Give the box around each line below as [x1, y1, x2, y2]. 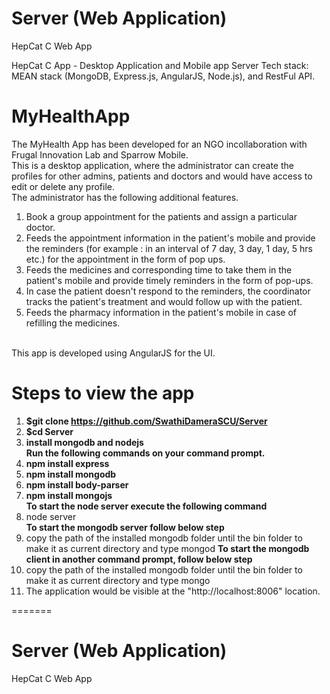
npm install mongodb [25, 468, 117, 480]
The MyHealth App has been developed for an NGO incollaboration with [11, 138, 308, 150]
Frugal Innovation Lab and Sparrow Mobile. [11, 148, 189, 161]
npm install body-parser [25, 478, 129, 491]
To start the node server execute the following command [25, 500, 268, 512]
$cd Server [25, 425, 74, 437]
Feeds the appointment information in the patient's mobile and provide [25, 232, 316, 244]
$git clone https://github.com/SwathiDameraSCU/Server [25, 415, 268, 427]
